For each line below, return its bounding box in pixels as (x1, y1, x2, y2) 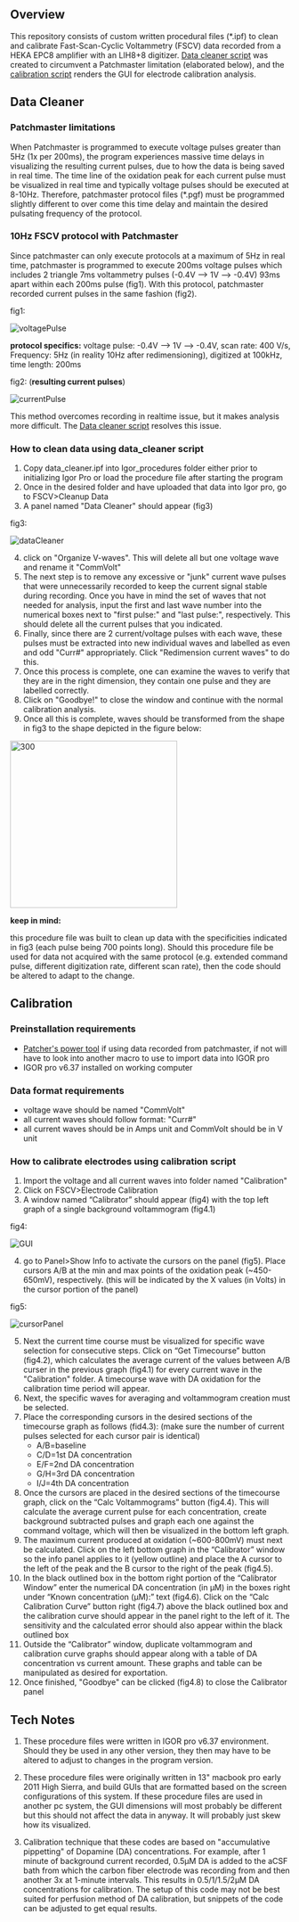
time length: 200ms (10, 358, 82, 369)
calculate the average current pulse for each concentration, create (22, 1507, 267, 1517)
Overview (10, 7, 66, 22)
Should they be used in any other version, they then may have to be (22, 1745, 271, 1756)
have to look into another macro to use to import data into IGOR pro (22, 1052, 270, 1064)
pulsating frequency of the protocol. (10, 208, 142, 218)
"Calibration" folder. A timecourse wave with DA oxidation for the (22, 1374, 262, 1384)
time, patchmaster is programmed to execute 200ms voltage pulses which (10, 259, 283, 270)
